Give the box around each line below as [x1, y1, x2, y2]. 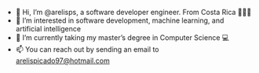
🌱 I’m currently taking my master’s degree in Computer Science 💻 [15, 33, 230, 42]
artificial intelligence [15, 24, 81, 33]
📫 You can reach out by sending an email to [15, 45, 159, 54]
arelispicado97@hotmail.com [15, 56, 110, 65]
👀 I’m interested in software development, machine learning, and [15, 16, 224, 25]
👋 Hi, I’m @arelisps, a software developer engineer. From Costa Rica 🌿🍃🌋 [15, 8, 252, 16]
